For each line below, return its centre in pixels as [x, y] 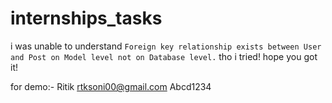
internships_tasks [86, 18]
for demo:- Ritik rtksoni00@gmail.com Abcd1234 [111, 86]
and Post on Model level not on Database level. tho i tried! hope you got [164, 56]
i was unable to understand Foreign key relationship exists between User [166, 46]
